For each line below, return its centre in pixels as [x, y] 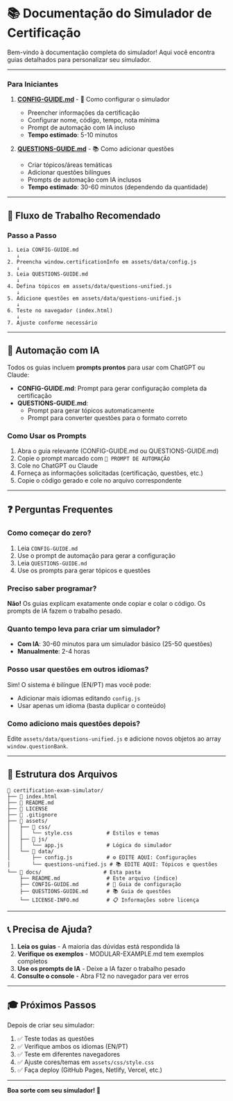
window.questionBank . [38, 746]
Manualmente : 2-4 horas [53, 652]
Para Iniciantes [33, 84]
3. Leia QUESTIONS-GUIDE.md [48, 274]
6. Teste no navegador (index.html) [60, 310]
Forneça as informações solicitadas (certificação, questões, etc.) [110, 473]
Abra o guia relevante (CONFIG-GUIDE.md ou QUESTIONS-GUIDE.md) [118, 451]
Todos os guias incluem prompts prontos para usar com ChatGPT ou [106, 367]
